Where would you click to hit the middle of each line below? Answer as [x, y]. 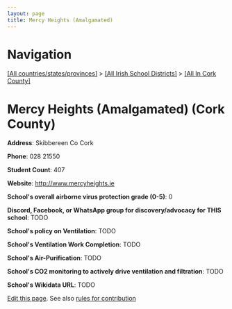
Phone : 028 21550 [34, 156]
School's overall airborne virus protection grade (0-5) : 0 [90, 197]
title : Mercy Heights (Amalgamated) [60, 20]
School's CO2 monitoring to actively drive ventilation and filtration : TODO [115, 272]
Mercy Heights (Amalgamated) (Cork [116, 109]
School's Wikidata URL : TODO [51, 285]
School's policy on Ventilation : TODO [62, 231]
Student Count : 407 [36, 170]
